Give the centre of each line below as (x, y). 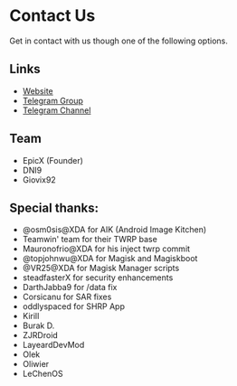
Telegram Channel (57, 110)
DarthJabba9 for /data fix (70, 287)
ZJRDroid (40, 335)
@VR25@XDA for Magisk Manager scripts (101, 268)
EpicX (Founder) (53, 160)
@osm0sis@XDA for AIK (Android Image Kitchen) (114, 230)
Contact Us (52, 16)
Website (38, 90)
